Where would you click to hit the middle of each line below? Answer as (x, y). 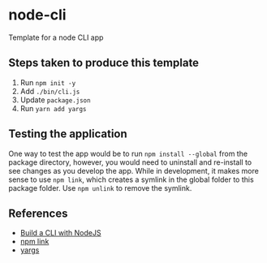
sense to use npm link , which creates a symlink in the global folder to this (131, 179)
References (38, 213)
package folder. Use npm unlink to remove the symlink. (100, 188)
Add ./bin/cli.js (50, 91)
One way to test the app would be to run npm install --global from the (128, 153)
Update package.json (55, 100)
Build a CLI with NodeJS (60, 233)
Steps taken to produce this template (104, 63)
